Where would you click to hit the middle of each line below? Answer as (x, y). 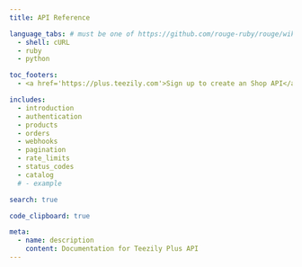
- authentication (50, 116)
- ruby (30, 50)
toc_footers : (34, 76)
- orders (34, 133)
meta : (19, 232)
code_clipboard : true (50, 216)
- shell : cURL (44, 42)
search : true (34, 200)
